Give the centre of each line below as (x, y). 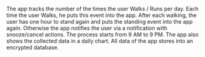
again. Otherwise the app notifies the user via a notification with (87, 28)
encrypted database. (33, 47)
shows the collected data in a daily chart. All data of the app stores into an (100, 41)
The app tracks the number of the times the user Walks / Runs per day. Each (102, 9)
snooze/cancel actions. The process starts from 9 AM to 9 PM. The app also (102, 35)
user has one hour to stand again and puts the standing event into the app (99, 22)
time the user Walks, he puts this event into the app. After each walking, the (102, 15)
